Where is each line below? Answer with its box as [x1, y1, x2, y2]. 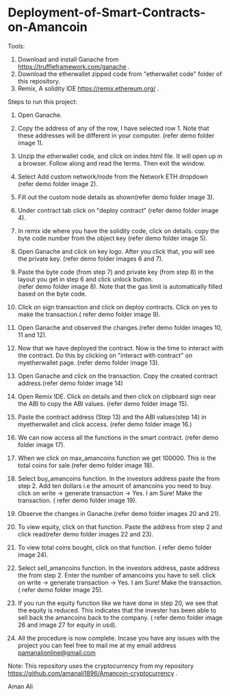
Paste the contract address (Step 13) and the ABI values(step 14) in [17, 413, 207, 421]
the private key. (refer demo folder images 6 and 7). [17, 255, 164, 263]
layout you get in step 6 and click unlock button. [17, 275, 153, 283]
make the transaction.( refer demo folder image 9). [17, 310, 161, 318]
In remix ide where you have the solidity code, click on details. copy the [17, 227, 220, 235]
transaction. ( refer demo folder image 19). [17, 496, 138, 504]
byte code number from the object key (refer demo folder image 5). [17, 234, 208, 242]
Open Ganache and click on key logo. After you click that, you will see [17, 247, 215, 255]
